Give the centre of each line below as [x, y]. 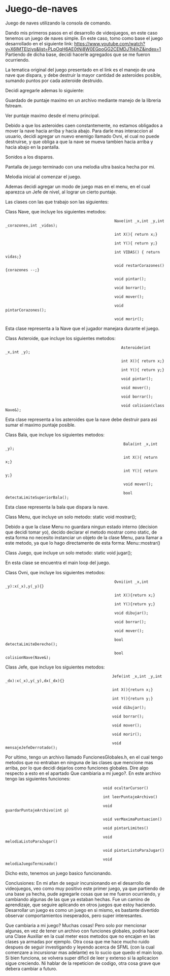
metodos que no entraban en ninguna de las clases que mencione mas [79, 762]
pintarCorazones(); [26, 310]
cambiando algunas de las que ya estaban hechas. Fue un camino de [78, 899]
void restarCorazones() [139, 265]
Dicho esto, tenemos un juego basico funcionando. [59, 873]
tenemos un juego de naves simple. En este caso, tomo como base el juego [84, 38]
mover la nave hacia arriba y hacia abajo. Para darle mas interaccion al [79, 131]
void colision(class [143, 405]
